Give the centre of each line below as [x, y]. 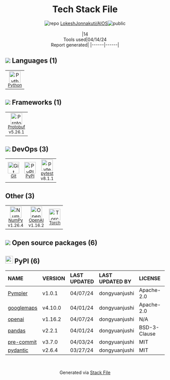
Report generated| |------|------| [85, 45]
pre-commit [22, 342]
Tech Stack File [85, 9]
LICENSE [150, 278]
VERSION [54, 278]
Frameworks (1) [37, 102]
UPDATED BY [115, 282]
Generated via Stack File [85, 372]
